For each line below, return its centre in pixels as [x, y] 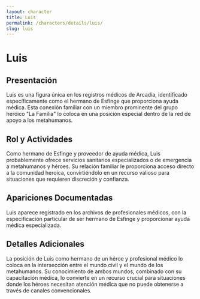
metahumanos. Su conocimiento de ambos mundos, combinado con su [94, 271]
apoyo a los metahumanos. [40, 120]
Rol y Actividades [40, 139]
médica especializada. [34, 225]
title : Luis [21, 17]
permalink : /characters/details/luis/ [54, 23]
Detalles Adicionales [46, 244]
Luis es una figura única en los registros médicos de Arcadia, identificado [97, 95]
